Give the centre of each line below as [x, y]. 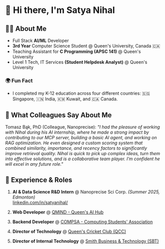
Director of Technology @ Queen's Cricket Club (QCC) [69, 231]
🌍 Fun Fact [19, 80]
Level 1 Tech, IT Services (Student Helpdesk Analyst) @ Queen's [80, 62]
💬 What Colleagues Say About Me [59, 115]
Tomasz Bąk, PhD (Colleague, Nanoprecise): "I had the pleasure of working [83, 127]
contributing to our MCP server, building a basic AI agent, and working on [81, 138]
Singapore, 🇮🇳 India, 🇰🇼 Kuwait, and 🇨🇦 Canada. [65, 99]
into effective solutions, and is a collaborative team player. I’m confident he [83, 159]
